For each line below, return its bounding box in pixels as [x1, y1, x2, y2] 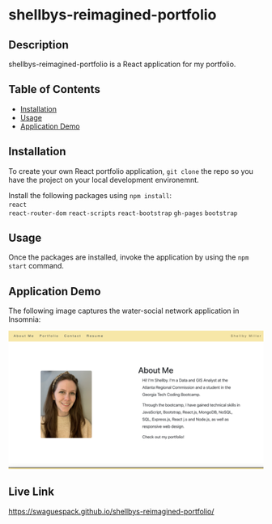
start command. [8, 261, 65, 271]
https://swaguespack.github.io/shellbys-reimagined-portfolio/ [8, 506, 215, 516]
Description [8, 38, 69, 52]
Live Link [8, 485, 55, 499]
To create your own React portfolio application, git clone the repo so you [8, 166, 253, 175]
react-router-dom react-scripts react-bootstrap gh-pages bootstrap [8, 209, 238, 218]
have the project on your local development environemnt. [8, 175, 200, 184]
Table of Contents [8, 82, 101, 96]
